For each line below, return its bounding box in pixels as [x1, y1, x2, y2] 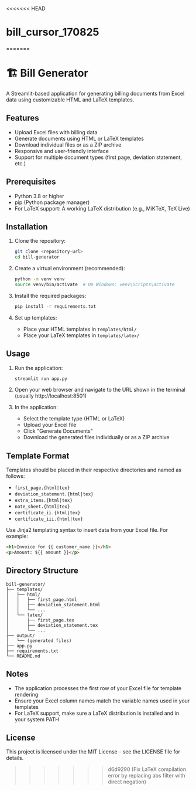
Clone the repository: [14, 237, 66, 245]
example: [6, 533, 28, 540]
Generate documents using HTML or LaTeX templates [14, 135, 145, 142]
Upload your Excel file [23, 422, 77, 429]
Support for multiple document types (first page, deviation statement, [14, 154, 183, 161]
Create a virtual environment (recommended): [14, 265, 125, 272]
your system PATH [14, 715, 60, 723]
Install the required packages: [14, 292, 87, 299]
